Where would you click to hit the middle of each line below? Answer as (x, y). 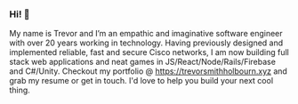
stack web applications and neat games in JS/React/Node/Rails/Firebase (142, 62)
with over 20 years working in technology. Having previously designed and (146, 43)
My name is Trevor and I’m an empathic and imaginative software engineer (146, 34)
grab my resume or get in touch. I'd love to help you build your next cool (141, 81)
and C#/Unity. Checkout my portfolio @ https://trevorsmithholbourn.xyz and (148, 71)
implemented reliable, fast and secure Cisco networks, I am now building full (149, 52)
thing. (20, 90)
